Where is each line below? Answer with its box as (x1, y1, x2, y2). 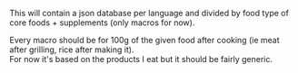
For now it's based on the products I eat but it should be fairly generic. (9, 54, 273, 64)
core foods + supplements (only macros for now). (9, 17, 195, 28)
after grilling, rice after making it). (9, 44, 134, 55)
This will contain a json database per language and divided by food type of (9, 8, 289, 18)
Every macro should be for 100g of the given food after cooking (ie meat (9, 35, 280, 45)
